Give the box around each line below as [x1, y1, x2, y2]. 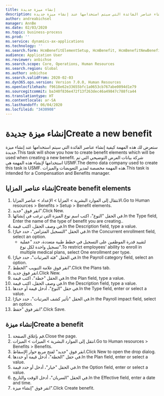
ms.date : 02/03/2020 [5, 25, 48, 30]
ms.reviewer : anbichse [5, 57, 52, 62]
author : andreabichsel [5, 16, 52, 21]
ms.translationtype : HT [5, 93, 54, 98]
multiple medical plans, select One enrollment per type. [19, 249, 131, 255]
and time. [12, 380, 32, 386]
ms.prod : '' [5, 35, 30, 40]
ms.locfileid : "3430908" [5, 107, 56, 112]
